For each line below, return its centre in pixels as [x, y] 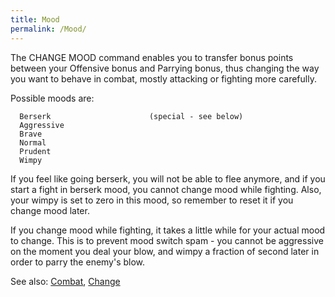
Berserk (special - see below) [131, 116]
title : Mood [35, 19]
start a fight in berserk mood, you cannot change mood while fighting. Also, [166, 189]
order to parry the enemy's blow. [78, 262]
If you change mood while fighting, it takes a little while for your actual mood [168, 230]
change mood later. [50, 210]
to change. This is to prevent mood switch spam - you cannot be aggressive [167, 240]
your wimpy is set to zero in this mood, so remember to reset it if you [152, 200]
